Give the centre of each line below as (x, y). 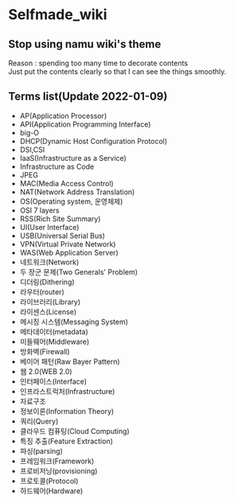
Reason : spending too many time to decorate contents (98, 63)
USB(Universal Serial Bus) (62, 236)
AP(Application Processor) (63, 115)
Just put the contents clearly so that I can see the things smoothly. (117, 72)
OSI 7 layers (39, 210)
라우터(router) (42, 291)
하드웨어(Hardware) (51, 490)
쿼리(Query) (39, 421)
